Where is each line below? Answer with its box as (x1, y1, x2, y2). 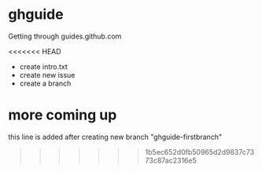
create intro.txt (19, 61, 68, 71)
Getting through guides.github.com (8, 31, 122, 41)
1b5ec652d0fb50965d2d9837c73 (145, 147, 255, 156)
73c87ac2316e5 (145, 156, 197, 165)
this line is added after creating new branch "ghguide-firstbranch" (8, 132, 223, 141)
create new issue (19, 70, 76, 79)
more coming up (8, 106, 117, 124)
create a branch (19, 79, 72, 88)
